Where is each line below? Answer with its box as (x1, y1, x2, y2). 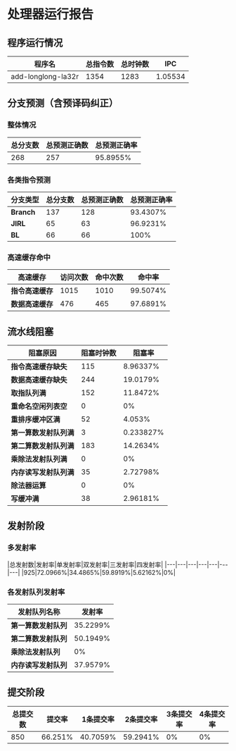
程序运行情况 (7, 37, 63, 49)
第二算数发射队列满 (11, 441, 75, 451)
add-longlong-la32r (11, 72, 79, 81)
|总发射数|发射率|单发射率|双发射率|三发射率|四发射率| (7, 560, 164, 569)
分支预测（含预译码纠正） (7, 97, 118, 109)
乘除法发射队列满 (11, 454, 68, 464)
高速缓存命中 (7, 252, 51, 262)
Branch (11, 207, 36, 217)
